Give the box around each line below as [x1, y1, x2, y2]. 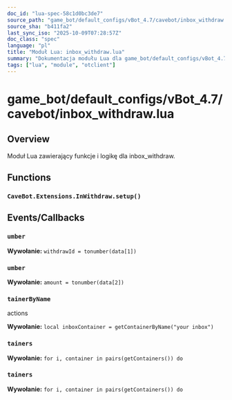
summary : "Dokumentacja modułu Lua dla [7, 55, 122, 62]
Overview [7, 133, 50, 145]
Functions [7, 172, 52, 184]
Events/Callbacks [7, 212, 85, 224]
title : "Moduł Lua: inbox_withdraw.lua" [7, 49, 126, 56]
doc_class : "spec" [7, 36, 60, 43]
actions [7, 309, 28, 318]
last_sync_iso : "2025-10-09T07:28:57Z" [7, 29, 122, 37]
